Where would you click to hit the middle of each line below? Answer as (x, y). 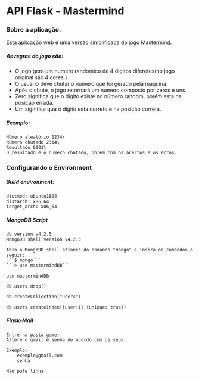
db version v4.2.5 (29, 234)
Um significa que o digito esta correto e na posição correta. (88, 109)
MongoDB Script (27, 220)
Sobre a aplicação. (34, 30)
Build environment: (30, 182)
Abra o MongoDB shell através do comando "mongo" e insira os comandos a (100, 250)
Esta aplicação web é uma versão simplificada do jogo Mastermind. (89, 42)
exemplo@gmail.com (40, 356)
